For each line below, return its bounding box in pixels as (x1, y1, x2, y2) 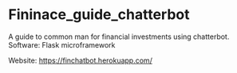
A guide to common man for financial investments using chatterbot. (8, 32, 230, 41)
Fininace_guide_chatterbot (8, 6, 190, 24)
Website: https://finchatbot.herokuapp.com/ (8, 56, 153, 65)
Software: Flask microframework (8, 40, 116, 49)
